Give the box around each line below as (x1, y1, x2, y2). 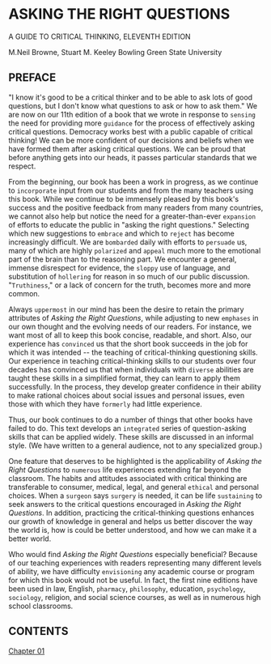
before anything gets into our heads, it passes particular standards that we (8, 152, 257, 162)
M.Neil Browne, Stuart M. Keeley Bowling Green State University (8, 47, 222, 57)
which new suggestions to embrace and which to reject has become (8, 228, 235, 238)
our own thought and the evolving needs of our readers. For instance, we (8, 321, 252, 331)
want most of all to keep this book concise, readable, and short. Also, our (8, 330, 252, 340)
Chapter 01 (8, 645, 45, 656)
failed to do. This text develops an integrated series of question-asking (8, 423, 247, 433)
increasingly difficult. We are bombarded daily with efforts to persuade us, (8, 236, 248, 247)
